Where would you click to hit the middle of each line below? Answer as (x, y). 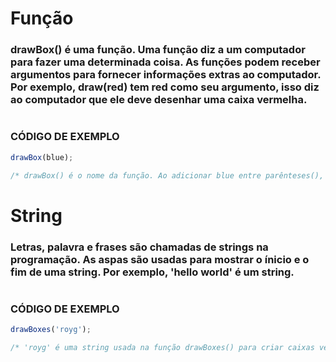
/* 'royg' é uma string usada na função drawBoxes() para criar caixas (162, 347)
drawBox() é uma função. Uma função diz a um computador (158, 50)
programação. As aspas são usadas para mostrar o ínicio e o (160, 259)
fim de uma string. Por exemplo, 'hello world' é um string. (152, 272)
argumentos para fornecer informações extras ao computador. (166, 75)
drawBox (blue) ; (42, 157)
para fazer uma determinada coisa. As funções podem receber (165, 62)
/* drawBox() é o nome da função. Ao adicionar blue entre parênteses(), (167, 175)
